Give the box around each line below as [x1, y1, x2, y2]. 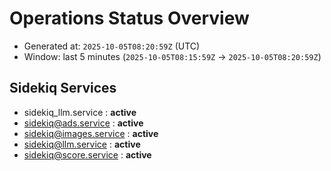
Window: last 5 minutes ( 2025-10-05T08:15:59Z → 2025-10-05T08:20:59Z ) [23, 50, 322, 62]
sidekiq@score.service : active [23, 148, 152, 161]
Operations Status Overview [9, 7, 250, 30]
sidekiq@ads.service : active [23, 117, 144, 129]
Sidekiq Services [9, 80, 117, 97]
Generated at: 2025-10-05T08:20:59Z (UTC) [23, 40, 201, 52]
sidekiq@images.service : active [23, 127, 159, 139]
